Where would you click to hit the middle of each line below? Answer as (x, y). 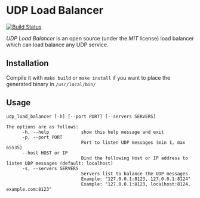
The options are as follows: (42, 127)
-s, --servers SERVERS (50, 168)
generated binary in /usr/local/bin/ (51, 84)
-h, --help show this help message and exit (93, 132)
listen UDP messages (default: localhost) (60, 163)
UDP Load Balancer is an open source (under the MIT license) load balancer (100, 38)
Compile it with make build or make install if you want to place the (88, 77)
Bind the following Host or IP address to (134, 158)
